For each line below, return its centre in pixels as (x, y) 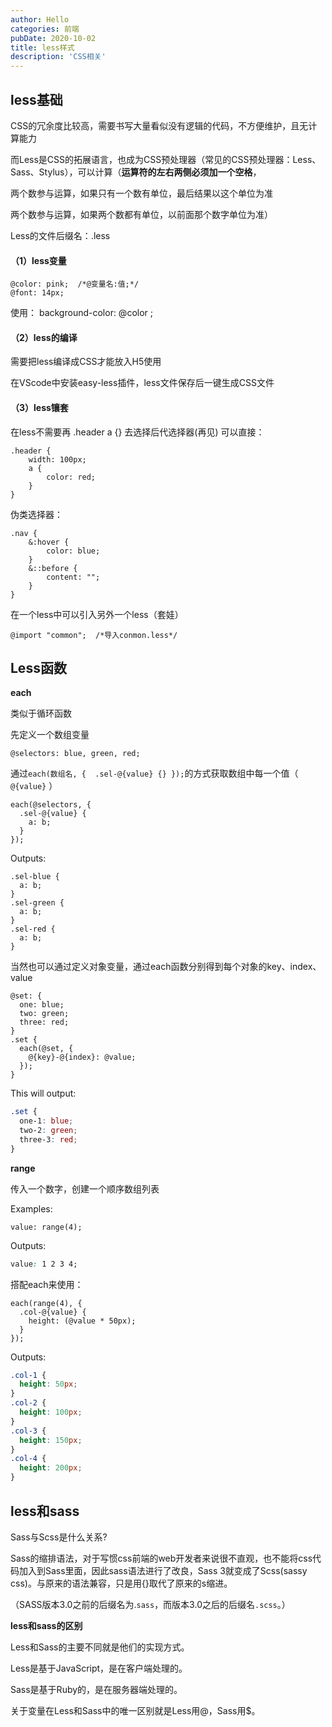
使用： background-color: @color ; (82, 313)
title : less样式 (42, 47)
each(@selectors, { (51, 805)
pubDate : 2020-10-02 (53, 38)
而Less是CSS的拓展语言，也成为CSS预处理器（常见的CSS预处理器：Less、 (166, 159)
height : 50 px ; (48, 1384)
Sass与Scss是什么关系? (59, 1537)
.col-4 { (28, 1459)
